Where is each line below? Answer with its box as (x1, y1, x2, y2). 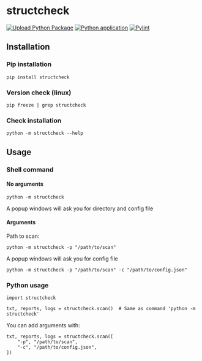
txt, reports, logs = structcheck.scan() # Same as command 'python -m (6, 306, 196, 312)
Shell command (6, 165, 54, 173)
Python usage (6, 281, 49, 289)
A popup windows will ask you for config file (6, 255, 118, 262)
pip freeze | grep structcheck (6, 102, 86, 108)
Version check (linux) (6, 88, 72, 97)
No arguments (6, 180, 44, 188)
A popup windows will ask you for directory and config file (6, 205, 154, 212)
